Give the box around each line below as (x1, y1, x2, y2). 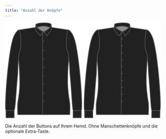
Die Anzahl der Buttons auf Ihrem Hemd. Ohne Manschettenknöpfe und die (5, 123, 158, 129)
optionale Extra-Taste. (5, 129, 50, 135)
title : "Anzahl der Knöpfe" (5, 8, 63, 13)
